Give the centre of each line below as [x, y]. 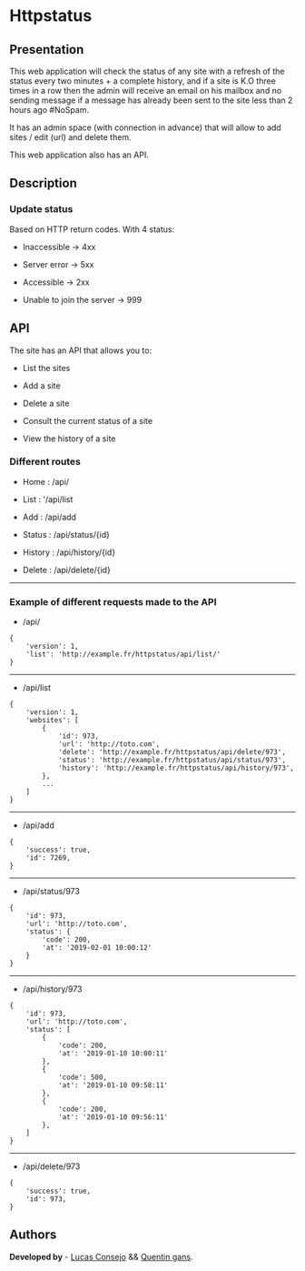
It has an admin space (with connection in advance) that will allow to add [145, 127]
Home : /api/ [46, 481]
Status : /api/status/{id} [66, 534]
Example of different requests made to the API [113, 601]
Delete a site [46, 403]
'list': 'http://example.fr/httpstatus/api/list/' [123, 655]
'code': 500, [82, 1078]
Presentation [47, 50]
